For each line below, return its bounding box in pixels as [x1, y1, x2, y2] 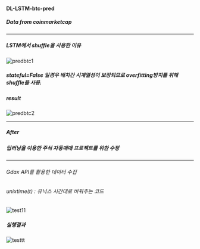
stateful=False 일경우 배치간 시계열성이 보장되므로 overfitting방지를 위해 [6, 71, 179, 79]
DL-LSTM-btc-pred [6, 5, 55, 12]
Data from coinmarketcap [6, 18, 72, 26]
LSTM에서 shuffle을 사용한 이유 [6, 42, 82, 49]
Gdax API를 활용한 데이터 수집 [6, 168, 77, 175]
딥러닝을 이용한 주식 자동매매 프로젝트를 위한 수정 [6, 144, 120, 151]
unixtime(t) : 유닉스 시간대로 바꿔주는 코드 [6, 188, 104, 195]
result [6, 94, 21, 101]
